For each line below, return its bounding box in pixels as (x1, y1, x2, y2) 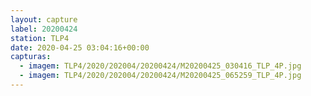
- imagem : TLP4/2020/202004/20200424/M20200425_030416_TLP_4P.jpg (19, 61, 302, 71)
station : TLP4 (10, 33, 70, 43)
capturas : (10, 52, 52, 62)
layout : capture (10, 14, 78, 25)
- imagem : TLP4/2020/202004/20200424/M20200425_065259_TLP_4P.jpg (19, 71, 302, 81)
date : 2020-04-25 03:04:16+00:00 (10, 42, 150, 53)
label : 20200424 (10, 24, 78, 34)
